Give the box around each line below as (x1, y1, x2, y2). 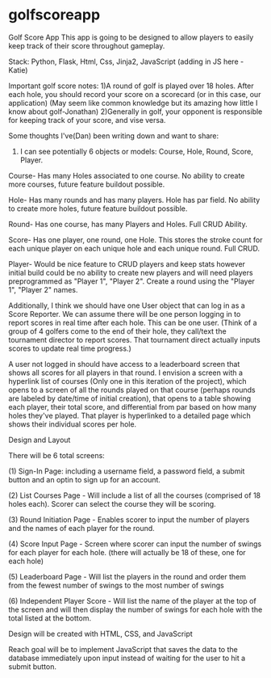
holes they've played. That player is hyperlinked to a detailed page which (8, 411, 252, 420)
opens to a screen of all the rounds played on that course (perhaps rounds (8, 385, 256, 394)
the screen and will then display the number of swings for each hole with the (8, 604, 263, 614)
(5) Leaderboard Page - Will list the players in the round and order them (8, 571, 247, 581)
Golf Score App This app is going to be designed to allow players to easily (8, 32, 254, 42)
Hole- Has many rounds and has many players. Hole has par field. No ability (8, 195, 261, 204)
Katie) (8, 65, 28, 74)
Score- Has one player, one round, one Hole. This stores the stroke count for (8, 234, 263, 244)
